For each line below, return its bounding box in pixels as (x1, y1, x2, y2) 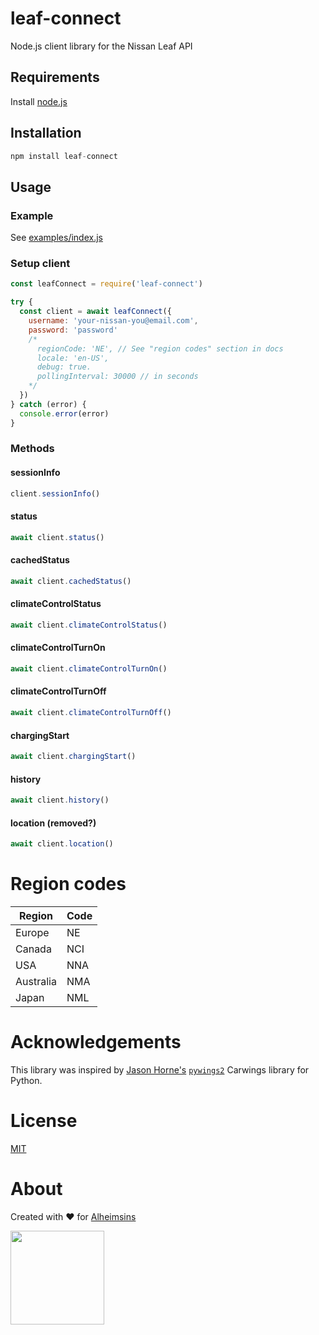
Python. (10, 1075, 43, 1087)
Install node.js (10, 95, 68, 107)
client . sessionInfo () (10, 488, 101, 499)
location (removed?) (10, 817, 97, 829)
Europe (15, 926, 50, 940)
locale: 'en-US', (36, 353, 110, 363)
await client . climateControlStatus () (10, 620, 168, 630)
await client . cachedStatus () (10, 576, 132, 586)
